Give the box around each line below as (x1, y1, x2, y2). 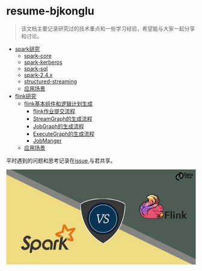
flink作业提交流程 (32, 107, 76, 115)
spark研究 (14, 45, 40, 53)
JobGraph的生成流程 (32, 123, 84, 130)
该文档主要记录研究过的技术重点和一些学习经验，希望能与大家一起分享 (20, 25, 195, 32)
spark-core (23, 52, 52, 59)
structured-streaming (23, 77, 77, 85)
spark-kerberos (23, 59, 63, 66)
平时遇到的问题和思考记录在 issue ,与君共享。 (6, 157, 116, 164)
